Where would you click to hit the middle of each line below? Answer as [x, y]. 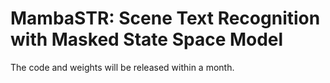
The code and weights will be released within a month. [122, 67]
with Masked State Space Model [147, 39]
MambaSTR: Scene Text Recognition [165, 18]
